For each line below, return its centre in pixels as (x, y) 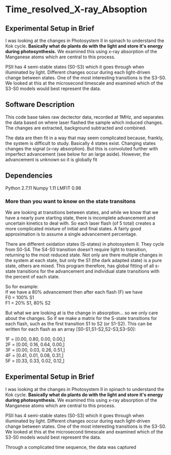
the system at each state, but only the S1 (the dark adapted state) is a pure (84, 260)
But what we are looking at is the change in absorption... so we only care (82, 313)
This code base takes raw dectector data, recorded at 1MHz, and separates (84, 117)
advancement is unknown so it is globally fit (51, 159)
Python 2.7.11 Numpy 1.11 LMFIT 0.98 (43, 188)
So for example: (22, 286)
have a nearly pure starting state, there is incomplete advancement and (80, 218)
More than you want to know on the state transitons (71, 201)
